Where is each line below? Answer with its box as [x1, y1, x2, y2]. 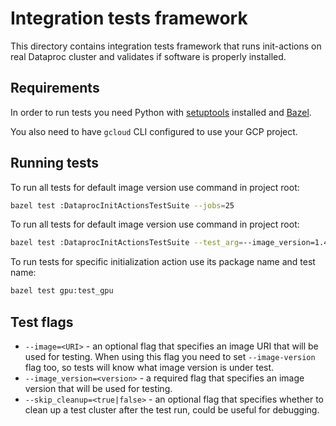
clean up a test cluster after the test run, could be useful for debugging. [24, 404, 320, 416]
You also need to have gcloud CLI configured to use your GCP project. [10, 125, 298, 137]
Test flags [10, 313, 74, 331]
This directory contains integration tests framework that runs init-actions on [10, 40, 322, 52]
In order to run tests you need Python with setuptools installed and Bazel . [10, 106, 312, 118]
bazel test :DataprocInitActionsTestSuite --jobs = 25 [10, 200, 235, 211]
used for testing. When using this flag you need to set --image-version [24, 351, 316, 362]
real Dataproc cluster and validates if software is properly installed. [10, 50, 287, 62]
